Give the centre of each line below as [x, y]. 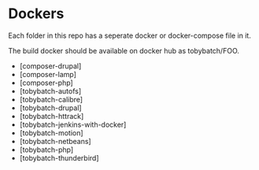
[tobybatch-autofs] [50, 91]
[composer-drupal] [50, 66]
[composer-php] [46, 83]
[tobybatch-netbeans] [55, 141]
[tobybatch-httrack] [52, 116]
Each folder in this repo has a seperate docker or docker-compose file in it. [130, 35]
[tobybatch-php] [46, 150]
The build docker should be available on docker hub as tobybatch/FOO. [124, 50]
